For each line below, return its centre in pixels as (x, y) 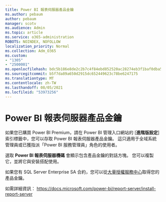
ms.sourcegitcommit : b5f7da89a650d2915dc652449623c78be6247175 (72, 74)
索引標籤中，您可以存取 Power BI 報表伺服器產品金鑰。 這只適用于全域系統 (81, 139)
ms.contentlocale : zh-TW (31, 83)
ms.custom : (16, 55)
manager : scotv (21, 23)
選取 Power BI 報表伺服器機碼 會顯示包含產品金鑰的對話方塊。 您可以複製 (80, 155)
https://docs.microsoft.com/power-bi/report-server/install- (96, 189)
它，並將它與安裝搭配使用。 (33, 162)
